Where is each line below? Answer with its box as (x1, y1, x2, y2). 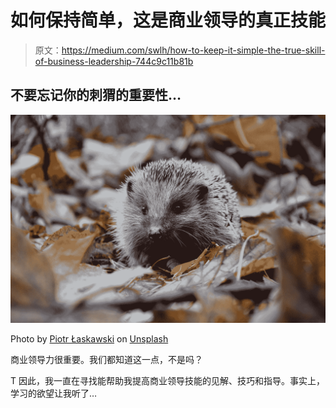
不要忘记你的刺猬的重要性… (10, 87, 182, 104)
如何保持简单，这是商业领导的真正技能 (10, 9, 327, 32)
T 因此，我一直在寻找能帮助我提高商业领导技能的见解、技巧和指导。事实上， (10, 375, 325, 387)
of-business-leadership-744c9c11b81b (34, 55, 194, 67)
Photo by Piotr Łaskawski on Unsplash (10, 333, 169, 345)
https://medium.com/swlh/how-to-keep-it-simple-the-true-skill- (61, 44, 326, 56)
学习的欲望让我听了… (10, 387, 98, 400)
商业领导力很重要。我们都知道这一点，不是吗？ (10, 354, 203, 366)
